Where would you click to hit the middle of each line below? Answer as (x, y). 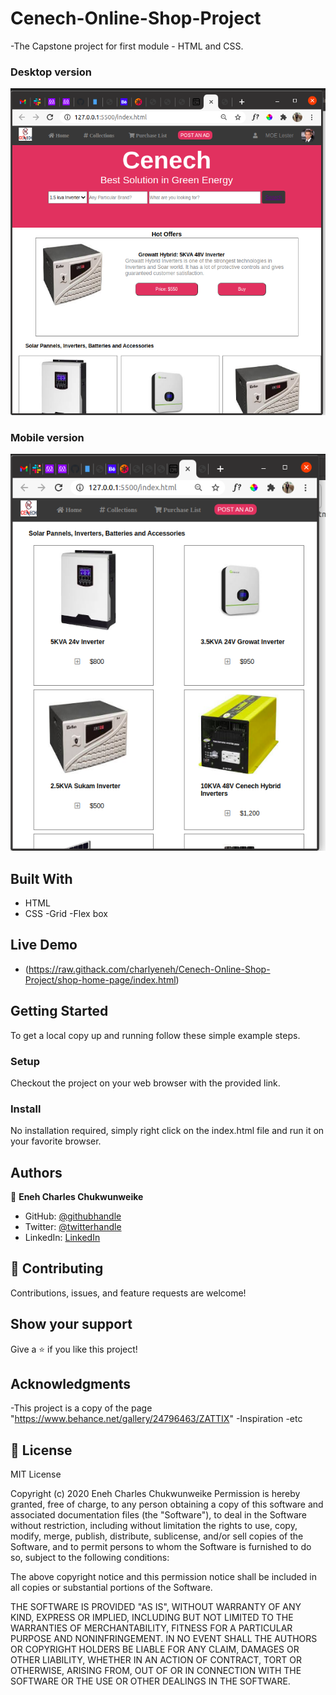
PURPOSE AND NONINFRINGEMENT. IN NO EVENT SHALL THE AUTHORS (164, 1639)
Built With (41, 878)
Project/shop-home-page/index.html (100, 979)
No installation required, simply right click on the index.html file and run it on (167, 1131)
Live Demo (44, 945)
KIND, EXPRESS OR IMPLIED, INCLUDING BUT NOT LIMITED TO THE (152, 1618)
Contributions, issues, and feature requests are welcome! (128, 1293)
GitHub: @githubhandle (73, 1216)
